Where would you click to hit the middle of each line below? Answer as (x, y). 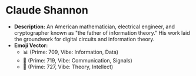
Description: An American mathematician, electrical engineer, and (94, 27)
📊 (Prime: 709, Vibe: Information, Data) (71, 52)
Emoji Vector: (31, 45)
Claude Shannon (47, 10)
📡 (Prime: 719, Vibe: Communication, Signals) (78, 60)
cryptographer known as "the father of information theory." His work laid (102, 32)
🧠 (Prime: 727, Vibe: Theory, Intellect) (68, 67)
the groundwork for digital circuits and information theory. (84, 39)
